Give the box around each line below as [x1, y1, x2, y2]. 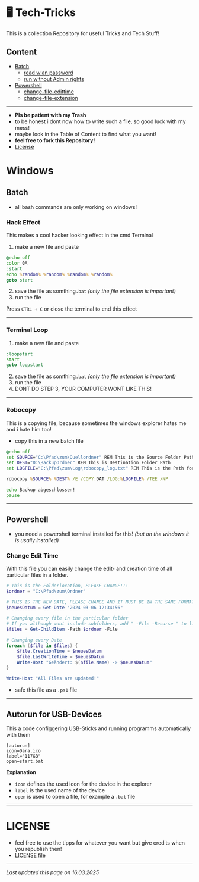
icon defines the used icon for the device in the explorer [14, 780, 152, 787]
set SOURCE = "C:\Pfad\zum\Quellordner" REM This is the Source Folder [6, 454, 182, 460]
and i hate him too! [6, 426, 52, 433]
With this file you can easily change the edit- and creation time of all [6, 565, 172, 572]
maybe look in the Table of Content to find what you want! [14, 130, 157, 137]
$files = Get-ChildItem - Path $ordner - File [6, 627, 118, 633]
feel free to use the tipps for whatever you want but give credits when [14, 839, 185, 846]
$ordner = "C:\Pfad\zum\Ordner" [6, 588, 86, 594]
